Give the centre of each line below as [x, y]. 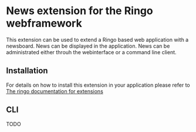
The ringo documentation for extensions [55, 91]
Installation [27, 71]
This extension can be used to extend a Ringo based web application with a [97, 39]
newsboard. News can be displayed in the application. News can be [88, 46]
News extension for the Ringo [80, 11]
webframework [44, 23]
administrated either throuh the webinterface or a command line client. [92, 52]
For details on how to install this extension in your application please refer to [98, 85]
